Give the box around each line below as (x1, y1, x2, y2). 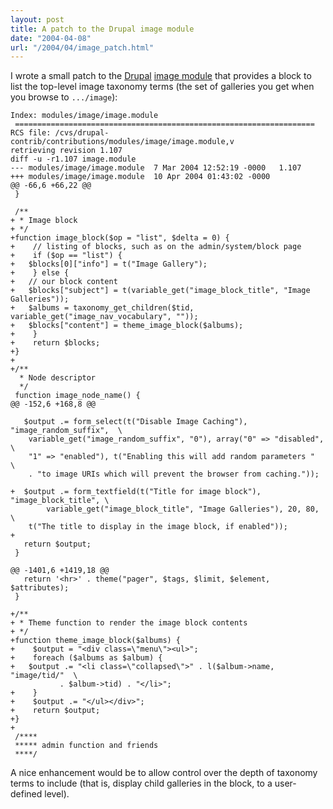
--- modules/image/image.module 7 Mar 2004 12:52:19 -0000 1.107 (10, 163, 302, 173)
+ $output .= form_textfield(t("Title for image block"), (10, 487, 262, 497)
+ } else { (10, 268, 70, 278)
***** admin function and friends (14, 741, 159, 751)
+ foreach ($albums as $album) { (10, 653, 163, 663)
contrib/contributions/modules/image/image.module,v (10, 137, 235, 147)
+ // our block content (10, 277, 118, 287)
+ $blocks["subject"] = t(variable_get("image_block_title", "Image (10, 286, 311, 296)
